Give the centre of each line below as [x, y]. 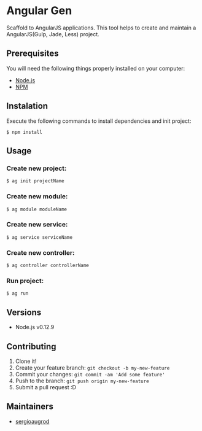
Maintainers [30, 407]
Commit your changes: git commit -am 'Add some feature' [90, 375]
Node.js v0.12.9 [35, 327]
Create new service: [37, 225]
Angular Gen [39, 11]
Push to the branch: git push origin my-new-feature [82, 381]
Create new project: [37, 168]
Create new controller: [41, 252]
